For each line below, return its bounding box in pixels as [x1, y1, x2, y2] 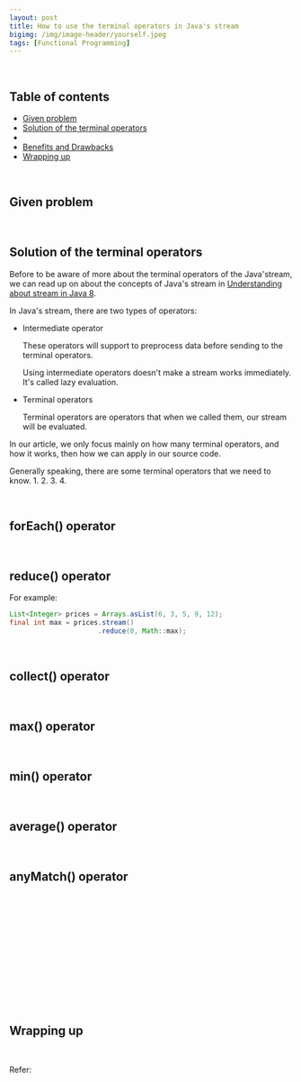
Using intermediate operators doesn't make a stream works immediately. [22, 366, 292, 378]
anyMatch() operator [9, 869, 128, 884]
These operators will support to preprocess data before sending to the [22, 339, 283, 351]
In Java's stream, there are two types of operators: [9, 305, 198, 316]
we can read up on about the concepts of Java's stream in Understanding [9, 278, 283, 289]
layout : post [9, 13, 58, 23]
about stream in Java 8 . [9, 287, 97, 298]
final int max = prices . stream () [9, 618, 135, 627]
